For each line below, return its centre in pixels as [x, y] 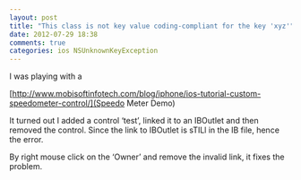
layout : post [34, 17]
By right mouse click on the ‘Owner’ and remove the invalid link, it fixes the [147, 157]
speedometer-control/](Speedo [67, 103]
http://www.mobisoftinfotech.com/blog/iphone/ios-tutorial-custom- [137, 94]
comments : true [38, 43]
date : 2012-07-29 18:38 [54, 34]
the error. [26, 140]
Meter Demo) [151, 103]
